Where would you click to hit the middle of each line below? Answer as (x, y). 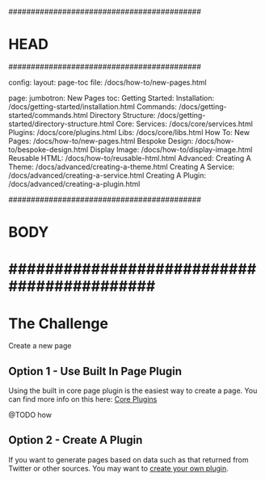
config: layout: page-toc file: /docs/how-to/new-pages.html (108, 82)
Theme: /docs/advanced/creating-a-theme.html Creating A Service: (122, 167)
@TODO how (30, 415)
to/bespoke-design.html (48, 150)
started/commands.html (48, 115)
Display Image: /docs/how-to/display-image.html (171, 150)
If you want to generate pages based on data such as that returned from (128, 459)
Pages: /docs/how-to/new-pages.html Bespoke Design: (101, 141)
